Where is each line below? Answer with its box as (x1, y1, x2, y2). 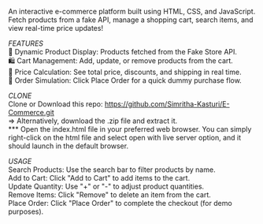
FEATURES (8, 39, 44, 48)
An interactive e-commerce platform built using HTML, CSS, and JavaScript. (8, 7, 256, 16)
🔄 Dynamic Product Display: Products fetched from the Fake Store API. (8, 47, 238, 56)
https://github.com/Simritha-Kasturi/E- (104, 99, 230, 109)
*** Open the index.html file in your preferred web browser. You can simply (8, 125, 252, 133)
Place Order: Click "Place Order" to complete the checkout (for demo (8, 199, 232, 207)
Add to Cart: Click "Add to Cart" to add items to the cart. (8, 174, 191, 182)
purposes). (8, 207, 44, 216)
